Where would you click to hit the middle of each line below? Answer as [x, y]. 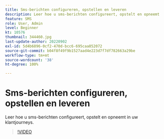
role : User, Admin [24, 23]
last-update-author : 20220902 [36, 42]
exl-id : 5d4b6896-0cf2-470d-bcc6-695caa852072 [54, 46]
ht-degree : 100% [22, 64]
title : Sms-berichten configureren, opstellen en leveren [66, 10]
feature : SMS [18, 19]
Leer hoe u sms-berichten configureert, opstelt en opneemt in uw [72, 117]
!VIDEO [24, 132]
